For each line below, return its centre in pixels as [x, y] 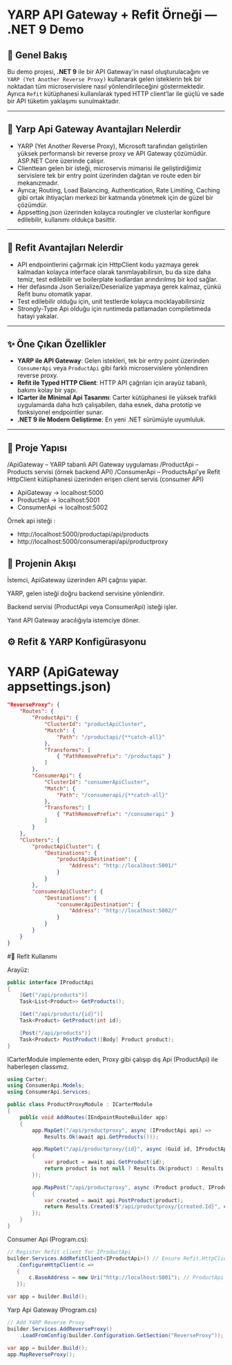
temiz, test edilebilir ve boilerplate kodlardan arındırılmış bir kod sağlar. [117, 279]
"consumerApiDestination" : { [98, 904]
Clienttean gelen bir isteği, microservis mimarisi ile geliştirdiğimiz [109, 168]
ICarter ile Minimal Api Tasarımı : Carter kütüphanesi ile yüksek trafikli [117, 397]
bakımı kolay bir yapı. [47, 390]
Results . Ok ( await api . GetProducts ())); [101, 1137]
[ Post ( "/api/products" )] [55, 1033]
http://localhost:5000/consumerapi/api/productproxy [93, 542]
